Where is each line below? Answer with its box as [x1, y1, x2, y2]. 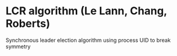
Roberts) [5, 17, 51, 30]
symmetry [5, 43, 31, 50]
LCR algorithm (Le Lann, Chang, [5, 4, 167, 18]
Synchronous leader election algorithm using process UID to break [5, 36, 171, 43]
